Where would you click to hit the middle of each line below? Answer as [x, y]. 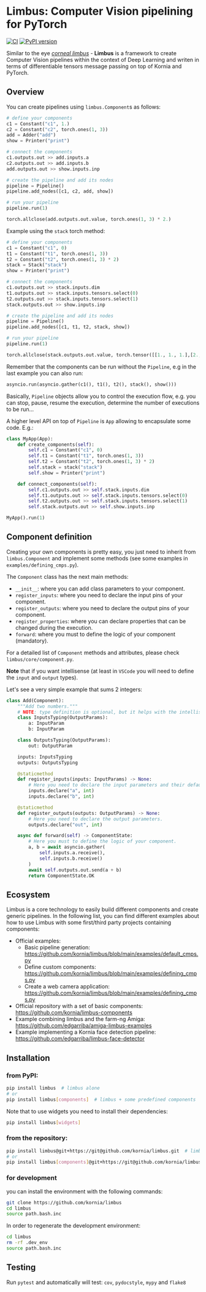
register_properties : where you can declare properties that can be [101, 621]
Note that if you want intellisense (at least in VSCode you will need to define [100, 671]
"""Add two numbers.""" [48, 706]
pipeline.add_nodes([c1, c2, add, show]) [60, 191]
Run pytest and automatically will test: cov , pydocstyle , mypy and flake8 [96, 1282]
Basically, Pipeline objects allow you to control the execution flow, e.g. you [101, 396]
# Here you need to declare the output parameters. [96, 819]
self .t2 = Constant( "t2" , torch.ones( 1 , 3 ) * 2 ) [92, 462]
